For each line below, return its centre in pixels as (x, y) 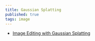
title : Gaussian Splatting (33, 10)
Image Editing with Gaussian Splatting (51, 33)
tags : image (17, 19)
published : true (22, 14)
